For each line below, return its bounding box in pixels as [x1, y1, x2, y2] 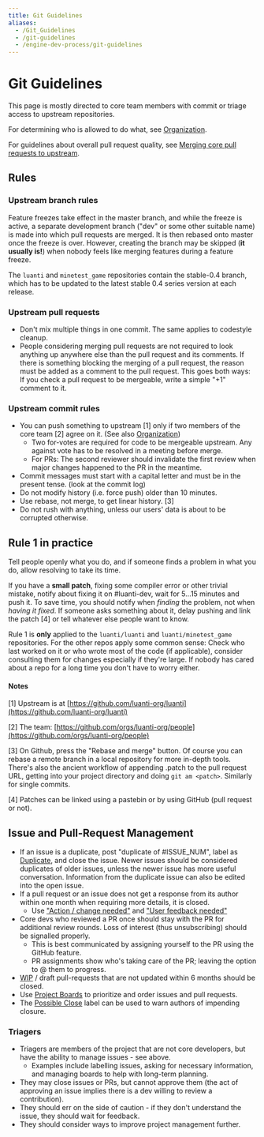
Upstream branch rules [8, 195, 99, 206]
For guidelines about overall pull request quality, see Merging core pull [8, 140, 236, 150]
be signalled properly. [19, 931, 91, 940]
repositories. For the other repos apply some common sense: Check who [8, 638, 246, 647]
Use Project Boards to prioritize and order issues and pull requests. [19, 990, 238, 1000]
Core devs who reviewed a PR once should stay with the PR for [19, 914, 225, 924]
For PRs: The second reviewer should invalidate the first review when [31, 455, 256, 464]
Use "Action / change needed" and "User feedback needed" [31, 906, 228, 916]
